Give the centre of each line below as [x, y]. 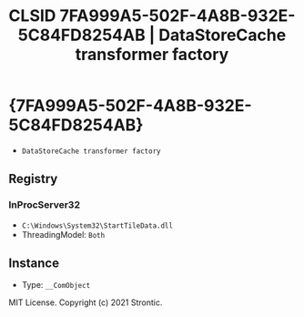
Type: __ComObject [56, 285]
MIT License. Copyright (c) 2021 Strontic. [86, 302]
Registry [33, 179]
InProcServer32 [45, 205]
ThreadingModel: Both [63, 234]
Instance [34, 264]
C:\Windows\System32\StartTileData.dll [97, 225]
